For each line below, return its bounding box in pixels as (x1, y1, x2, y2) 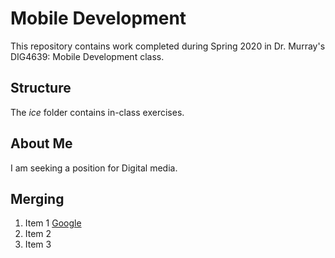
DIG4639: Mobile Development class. (10, 50, 165, 62)
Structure (10, 80, 72, 97)
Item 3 (24, 238, 52, 251)
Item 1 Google (24, 217, 82, 229)
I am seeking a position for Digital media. (10, 162, 178, 174)
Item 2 (24, 228, 52, 240)
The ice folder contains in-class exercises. (10, 106, 185, 118)
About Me (10, 135, 73, 152)
